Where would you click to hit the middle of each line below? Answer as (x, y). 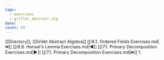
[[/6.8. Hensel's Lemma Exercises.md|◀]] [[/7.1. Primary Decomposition (85, 47)
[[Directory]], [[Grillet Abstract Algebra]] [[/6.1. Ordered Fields (68, 41)
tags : (11, 10)
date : (11, 23)
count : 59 (15, 28)
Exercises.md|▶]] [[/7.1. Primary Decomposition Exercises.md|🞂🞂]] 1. (73, 52)
